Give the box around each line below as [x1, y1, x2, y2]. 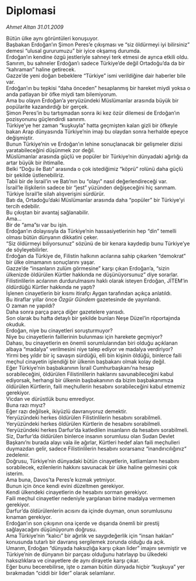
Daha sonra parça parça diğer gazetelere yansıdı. [6, 308, 125, 315]
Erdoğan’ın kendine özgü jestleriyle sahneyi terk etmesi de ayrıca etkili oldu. [6, 53, 189, 60]
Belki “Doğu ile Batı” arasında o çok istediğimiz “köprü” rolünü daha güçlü [6, 165, 183, 172]
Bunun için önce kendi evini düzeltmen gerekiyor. [6, 482, 125, 489]
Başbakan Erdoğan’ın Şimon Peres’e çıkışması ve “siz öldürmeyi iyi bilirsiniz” [6, 41, 190, 48]
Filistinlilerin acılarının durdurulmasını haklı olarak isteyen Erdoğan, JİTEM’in [6, 277, 188, 284]
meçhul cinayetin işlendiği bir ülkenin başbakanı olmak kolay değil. [6, 358, 166, 365]
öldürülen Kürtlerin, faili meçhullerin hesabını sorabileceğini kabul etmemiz [6, 383, 185, 390]
